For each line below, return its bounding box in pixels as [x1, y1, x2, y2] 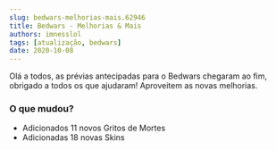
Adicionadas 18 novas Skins [21, 132, 125, 143]
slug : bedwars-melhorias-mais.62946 [9, 12, 146, 22]
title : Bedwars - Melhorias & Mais [9, 21, 142, 30]
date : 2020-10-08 [9, 46, 74, 55]
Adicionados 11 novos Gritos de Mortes [21, 122, 166, 134]
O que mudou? [9, 103, 74, 115]
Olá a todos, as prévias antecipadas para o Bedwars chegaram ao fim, [9, 71, 268, 81]
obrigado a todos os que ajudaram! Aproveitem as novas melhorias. [9, 80, 258, 91]
